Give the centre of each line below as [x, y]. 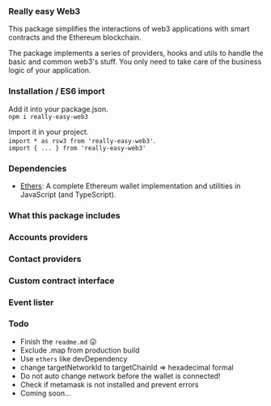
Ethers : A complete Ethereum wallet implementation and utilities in [130, 186]
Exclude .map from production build [80, 350]
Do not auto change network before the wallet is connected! [120, 376]
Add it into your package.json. [58, 109]
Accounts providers [48, 237]
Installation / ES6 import [57, 91]
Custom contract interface [61, 281]
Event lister [31, 302]
